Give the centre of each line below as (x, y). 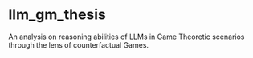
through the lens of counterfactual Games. (79, 44)
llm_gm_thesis (57, 15)
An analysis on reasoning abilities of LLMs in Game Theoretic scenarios (126, 37)
